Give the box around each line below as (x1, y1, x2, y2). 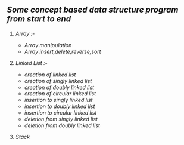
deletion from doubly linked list (24, 122, 101, 129)
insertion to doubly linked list (24, 103, 95, 110)
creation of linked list (24, 71, 76, 78)
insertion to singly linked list (24, 96, 93, 103)
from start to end (7, 14, 71, 24)
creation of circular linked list (24, 90, 96, 97)
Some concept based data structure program (7, 5, 179, 15)
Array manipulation (24, 41, 72, 48)
